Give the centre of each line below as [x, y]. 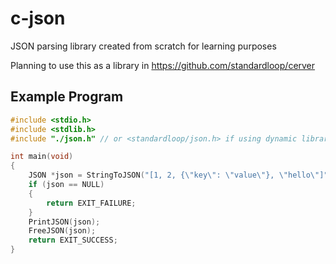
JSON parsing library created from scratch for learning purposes [143, 46]
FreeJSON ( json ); [62, 231]
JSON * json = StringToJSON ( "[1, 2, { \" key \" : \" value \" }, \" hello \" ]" [178, 175]
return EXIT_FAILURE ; [91, 203]
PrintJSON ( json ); [64, 222]
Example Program [67, 97]
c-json [38, 18]
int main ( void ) [42, 157]
